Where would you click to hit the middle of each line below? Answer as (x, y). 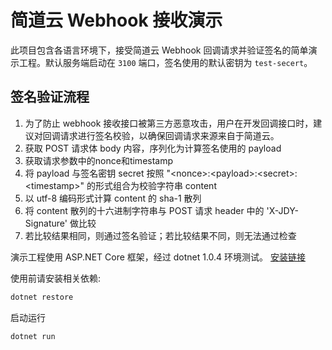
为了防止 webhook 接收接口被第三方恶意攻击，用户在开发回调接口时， (169, 123)
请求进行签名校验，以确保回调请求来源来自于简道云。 (169, 135)
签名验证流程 (50, 97)
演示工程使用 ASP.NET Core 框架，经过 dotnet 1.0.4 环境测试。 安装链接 (158, 257)
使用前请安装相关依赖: (56, 278)
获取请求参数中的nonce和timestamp (99, 160)
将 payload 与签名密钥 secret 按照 (94, 173)
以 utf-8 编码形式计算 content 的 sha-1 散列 (113, 198)
